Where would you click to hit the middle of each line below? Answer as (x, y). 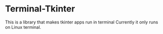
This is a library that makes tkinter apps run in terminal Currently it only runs (81, 22)
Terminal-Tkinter (40, 9)
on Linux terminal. (23, 27)
